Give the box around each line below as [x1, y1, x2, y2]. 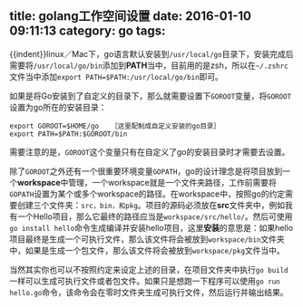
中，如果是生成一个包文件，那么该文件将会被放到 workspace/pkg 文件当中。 [9, 245, 286, 255]
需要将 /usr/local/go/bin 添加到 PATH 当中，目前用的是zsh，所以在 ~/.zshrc [9, 60, 288, 71]
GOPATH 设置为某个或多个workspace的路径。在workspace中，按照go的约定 [9, 188, 286, 199]
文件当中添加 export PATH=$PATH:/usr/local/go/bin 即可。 [9, 71, 224, 82]
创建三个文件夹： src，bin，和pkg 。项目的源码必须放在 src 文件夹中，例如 [16, 199, 286, 210]
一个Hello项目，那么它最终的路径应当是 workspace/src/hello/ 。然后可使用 [16, 211, 293, 222]
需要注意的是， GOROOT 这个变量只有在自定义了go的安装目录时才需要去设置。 [9, 146, 290, 157]
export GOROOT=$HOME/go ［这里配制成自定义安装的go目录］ [9, 121, 220, 130]
